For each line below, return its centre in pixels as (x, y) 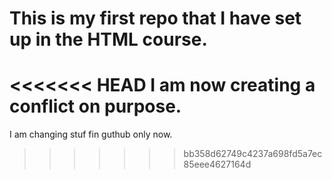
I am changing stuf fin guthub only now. (91, 134)
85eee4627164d (217, 164)
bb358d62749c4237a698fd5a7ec (253, 154)
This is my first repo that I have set (155, 18)
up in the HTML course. (108, 39)
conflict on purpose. (95, 106)
